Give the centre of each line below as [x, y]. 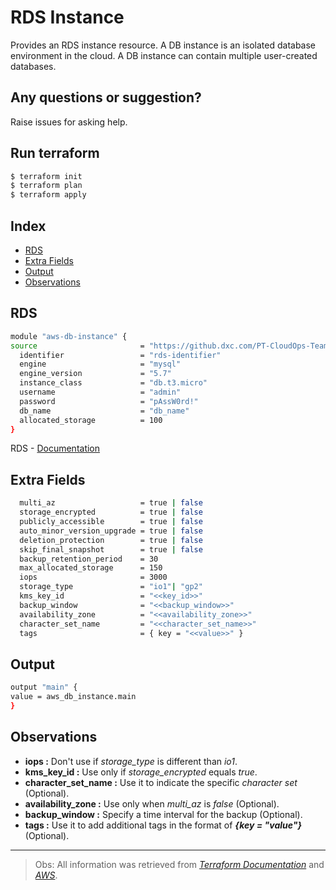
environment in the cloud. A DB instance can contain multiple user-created [164, 55]
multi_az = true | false [111, 503]
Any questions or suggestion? [106, 97]
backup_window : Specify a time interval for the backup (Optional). [163, 814]
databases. [33, 66]
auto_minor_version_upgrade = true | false [111, 531]
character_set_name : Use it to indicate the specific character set [161, 782]
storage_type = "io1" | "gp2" [111, 587]
